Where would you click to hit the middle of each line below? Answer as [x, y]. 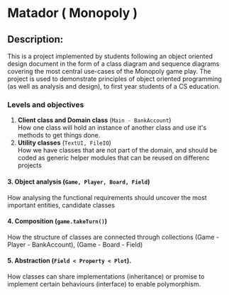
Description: [35, 39]
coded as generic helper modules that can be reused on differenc [113, 158]
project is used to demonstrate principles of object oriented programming [114, 79]
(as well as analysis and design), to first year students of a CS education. [114, 86]
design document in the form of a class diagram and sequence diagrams [113, 64]
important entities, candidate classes [61, 205]
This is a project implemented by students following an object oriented [110, 56]
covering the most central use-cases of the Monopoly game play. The [109, 71]
